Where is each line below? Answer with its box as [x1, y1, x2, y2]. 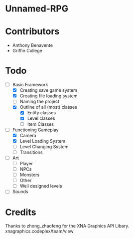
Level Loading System [19, 138, 66, 144]
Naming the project [19, 98, 60, 105]
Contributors [5, 26, 60, 37]
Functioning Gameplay [12, 127, 59, 133]
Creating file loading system [19, 93, 78, 99]
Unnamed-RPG [5, 3, 69, 14]
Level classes [27, 115, 55, 121]
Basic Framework [12, 82, 48, 88]
